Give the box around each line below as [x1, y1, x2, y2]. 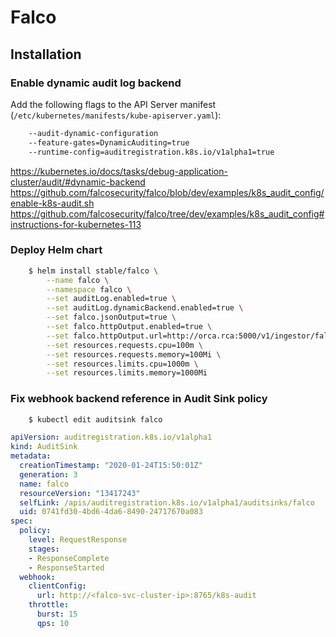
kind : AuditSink [10, 442, 78, 452]
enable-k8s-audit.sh [10, 197, 95, 209]
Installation [10, 46, 82, 63]
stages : [28, 544, 60, 554]
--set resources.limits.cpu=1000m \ [46, 359, 199, 369]
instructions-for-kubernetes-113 [10, 218, 142, 230]
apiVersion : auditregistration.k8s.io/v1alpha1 [10, 432, 213, 443]
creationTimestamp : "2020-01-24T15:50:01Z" [19, 461, 203, 471]
